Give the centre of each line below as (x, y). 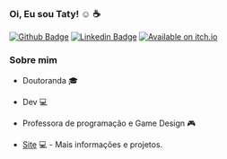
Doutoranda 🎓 (50, 80)
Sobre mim (34, 60)
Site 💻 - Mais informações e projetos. (92, 144)
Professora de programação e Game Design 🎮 (109, 123)
